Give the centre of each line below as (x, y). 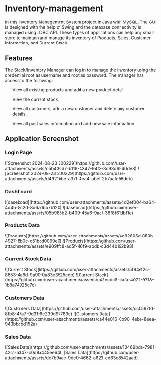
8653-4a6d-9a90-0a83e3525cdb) (40, 275)
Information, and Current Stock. (37, 43)
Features (19, 58)
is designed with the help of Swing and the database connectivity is (73, 27)
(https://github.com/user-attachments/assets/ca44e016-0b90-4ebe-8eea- (80, 319)
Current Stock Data (28, 258)
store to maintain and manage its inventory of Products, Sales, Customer (78, 38)
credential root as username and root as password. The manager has (74, 75)
